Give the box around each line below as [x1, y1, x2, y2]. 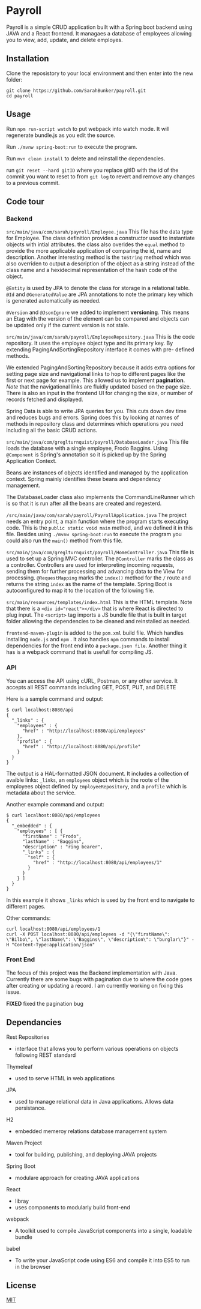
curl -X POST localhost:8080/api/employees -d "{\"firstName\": [6, 931, 170, 937]
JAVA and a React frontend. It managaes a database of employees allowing [6, 29, 192, 37]
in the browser [14, 1263, 51, 1270]
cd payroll [6, 92, 34, 99]
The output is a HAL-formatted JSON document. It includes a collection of [6, 770, 189, 777]
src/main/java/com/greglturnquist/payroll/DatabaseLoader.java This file [6, 438, 189, 446]
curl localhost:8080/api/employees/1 [6, 926, 101, 932]
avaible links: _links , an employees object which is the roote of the [6, 776, 169, 784]
